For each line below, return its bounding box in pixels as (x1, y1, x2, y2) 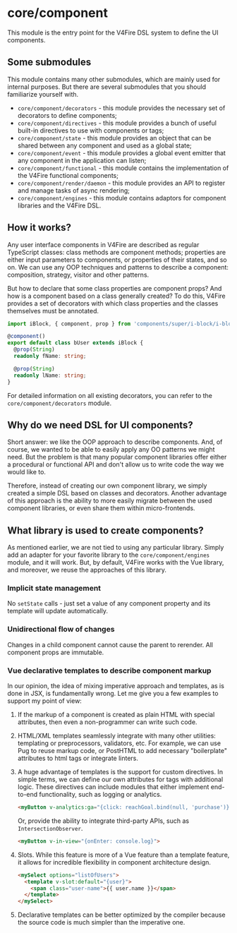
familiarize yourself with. (7, 90, 79, 98)
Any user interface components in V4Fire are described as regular (7, 240, 200, 248)
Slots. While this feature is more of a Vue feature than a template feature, (17, 850, 230, 859)
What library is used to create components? (7, 524, 205, 536)
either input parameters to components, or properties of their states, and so (7, 255, 227, 264)
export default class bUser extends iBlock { (7, 339, 143, 347)
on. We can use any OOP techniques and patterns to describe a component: (7, 263, 229, 271)
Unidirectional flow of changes (7, 625, 115, 634)
